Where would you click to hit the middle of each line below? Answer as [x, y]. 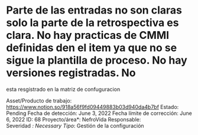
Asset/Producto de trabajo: [39, 100]
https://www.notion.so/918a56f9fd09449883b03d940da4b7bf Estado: [92, 107]
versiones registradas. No [71, 73]
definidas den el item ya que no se [92, 48]
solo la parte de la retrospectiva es [92, 23]
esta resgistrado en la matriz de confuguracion [63, 89]
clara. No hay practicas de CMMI [88, 35]
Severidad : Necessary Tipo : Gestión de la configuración [75, 126]
